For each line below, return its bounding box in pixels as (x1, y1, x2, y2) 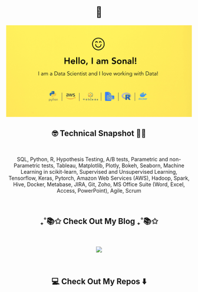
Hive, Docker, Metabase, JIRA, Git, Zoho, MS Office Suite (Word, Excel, (12, 180, 186, 188)
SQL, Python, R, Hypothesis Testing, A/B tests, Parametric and (16, 155, 169, 163)
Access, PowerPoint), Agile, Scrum (57, 187, 141, 194)
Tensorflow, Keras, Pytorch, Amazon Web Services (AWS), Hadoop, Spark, (8, 174, 190, 181)
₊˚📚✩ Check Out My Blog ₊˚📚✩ (39, 216, 159, 226)
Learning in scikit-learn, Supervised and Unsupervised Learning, (20, 168, 178, 175)
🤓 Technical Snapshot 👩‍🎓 (51, 128, 147, 138)
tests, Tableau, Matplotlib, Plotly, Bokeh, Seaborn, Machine (41, 162, 184, 169)
